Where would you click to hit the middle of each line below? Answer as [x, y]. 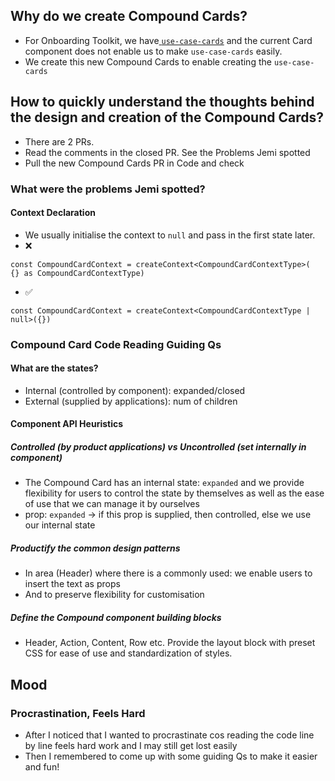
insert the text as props [72, 584]
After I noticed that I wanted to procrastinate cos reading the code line [169, 735]
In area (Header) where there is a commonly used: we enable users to [168, 573]
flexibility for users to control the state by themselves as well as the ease [174, 493]
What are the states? [54, 368]
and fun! [42, 767]
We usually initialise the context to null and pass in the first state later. [170, 235]
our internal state [60, 525]
